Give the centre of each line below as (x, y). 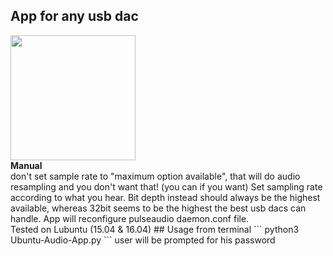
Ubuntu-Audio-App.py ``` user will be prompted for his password (143, 240)
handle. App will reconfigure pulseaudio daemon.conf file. (130, 218)
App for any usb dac (74, 16)
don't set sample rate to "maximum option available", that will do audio (155, 176)
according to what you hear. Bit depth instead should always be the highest (165, 197)
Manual (26, 165)
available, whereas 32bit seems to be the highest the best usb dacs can (158, 208)
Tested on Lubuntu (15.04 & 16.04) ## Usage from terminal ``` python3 (155, 229)
